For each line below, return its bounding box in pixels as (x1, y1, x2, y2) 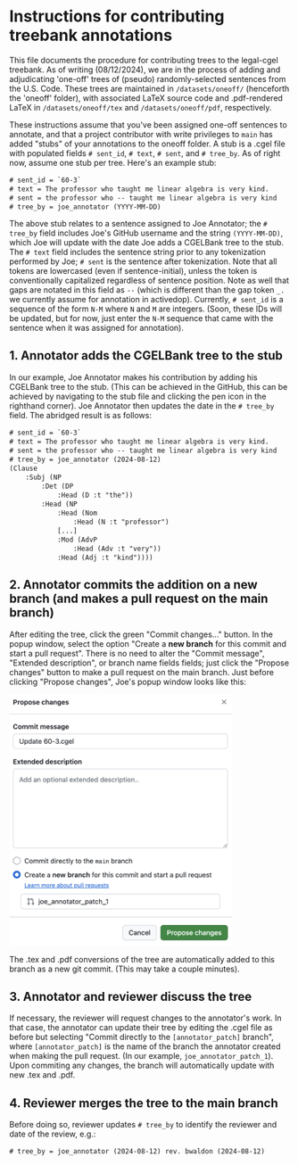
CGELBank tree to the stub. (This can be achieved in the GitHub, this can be (9, 381, 288, 392)
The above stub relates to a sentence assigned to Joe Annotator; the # (9, 218, 268, 228)
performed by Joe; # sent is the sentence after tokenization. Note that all (9, 256, 277, 267)
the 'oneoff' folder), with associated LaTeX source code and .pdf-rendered (9, 92, 284, 103)
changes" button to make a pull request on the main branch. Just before (9, 666, 275, 677)
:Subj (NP (25, 473, 62, 482)
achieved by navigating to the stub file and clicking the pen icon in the (9, 391, 267, 401)
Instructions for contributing (9, 6, 225, 27)
